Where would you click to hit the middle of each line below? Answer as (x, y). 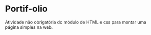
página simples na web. (29, 27)
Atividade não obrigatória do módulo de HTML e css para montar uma (76, 22)
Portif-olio (26, 9)
